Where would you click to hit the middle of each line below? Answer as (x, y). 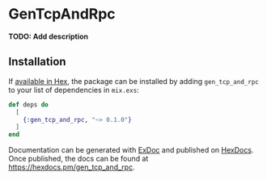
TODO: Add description (49, 36)
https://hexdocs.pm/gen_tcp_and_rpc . (72, 167)
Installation (37, 62)
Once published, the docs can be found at (78, 159)
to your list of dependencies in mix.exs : (74, 90)
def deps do (28, 105)
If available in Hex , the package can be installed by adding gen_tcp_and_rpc (133, 81)
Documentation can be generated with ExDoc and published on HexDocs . (131, 150)
